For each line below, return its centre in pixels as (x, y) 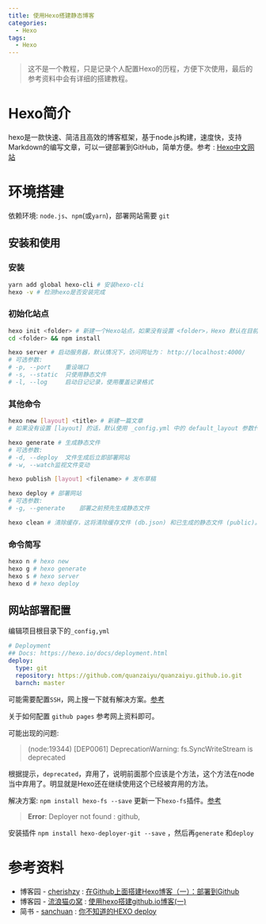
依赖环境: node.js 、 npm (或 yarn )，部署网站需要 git (89, 216)
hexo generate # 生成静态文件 (54, 443)
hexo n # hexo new (38, 562)
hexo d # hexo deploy (44, 584)
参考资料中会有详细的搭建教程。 (80, 79)
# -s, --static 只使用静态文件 (57, 375)
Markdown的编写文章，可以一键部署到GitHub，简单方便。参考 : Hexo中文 (128, 147)
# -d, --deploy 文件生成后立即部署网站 (69, 458)
